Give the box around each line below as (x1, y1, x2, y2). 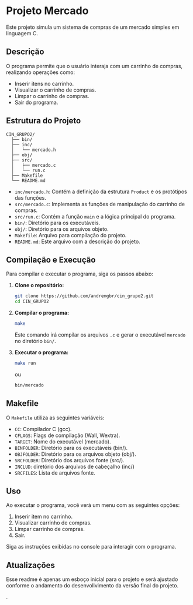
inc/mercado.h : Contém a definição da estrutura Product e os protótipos (14, 188, 187, 195)
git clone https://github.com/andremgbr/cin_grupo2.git (14, 293, 154, 299)
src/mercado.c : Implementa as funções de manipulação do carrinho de (14, 200, 185, 207)
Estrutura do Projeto (6, 116, 81, 126)
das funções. (14, 194, 47, 201)
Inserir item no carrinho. (14, 513, 73, 520)
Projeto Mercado (6, 4, 89, 18)
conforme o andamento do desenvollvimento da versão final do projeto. (6, 582, 179, 589)
